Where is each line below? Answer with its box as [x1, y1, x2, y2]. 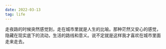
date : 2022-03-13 [5, 7, 41, 12]
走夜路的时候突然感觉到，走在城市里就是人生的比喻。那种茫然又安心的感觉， [5, 26, 161, 32]
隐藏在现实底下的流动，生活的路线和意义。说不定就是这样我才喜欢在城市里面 [5, 32, 161, 38]
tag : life [5, 12, 26, 17]
